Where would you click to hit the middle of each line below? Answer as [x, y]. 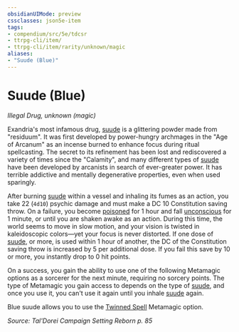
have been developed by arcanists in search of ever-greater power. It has [115, 167]
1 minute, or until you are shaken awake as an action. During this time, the [115, 219]
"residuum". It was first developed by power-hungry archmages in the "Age [118, 137]
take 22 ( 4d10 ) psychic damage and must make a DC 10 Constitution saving [117, 203]
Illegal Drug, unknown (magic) [52, 115]
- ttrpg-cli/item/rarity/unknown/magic [67, 47]
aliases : [20, 54]
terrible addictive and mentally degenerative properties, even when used [114, 175]
